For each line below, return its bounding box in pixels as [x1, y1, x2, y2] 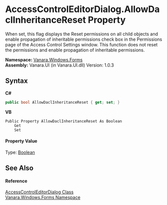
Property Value [5, 138, 38, 144]
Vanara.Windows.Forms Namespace [5, 194, 81, 200]
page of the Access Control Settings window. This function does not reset [5, 41, 158, 47]
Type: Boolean [5, 149, 35, 155]
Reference [5, 178, 28, 184]
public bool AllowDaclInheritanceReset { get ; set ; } [5, 100, 120, 105]
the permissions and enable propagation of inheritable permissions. [5, 47, 145, 53]
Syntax [5, 77, 28, 85]
